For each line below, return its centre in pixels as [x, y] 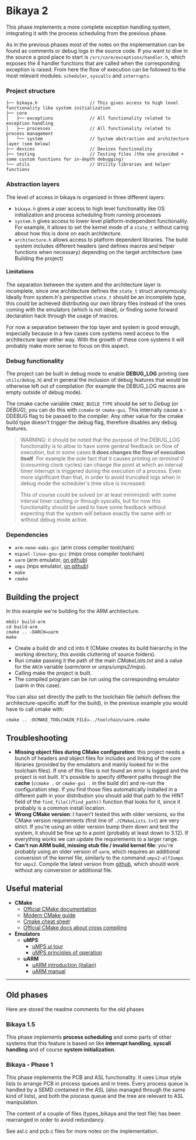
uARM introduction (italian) [64, 965]
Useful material [34, 889]
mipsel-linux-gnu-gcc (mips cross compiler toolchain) [79, 554]
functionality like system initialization [58, 108]
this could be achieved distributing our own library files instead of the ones [96, 303]
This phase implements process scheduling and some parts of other [89, 1037]
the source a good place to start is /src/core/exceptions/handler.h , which [96, 57]
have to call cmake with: [35, 709]
